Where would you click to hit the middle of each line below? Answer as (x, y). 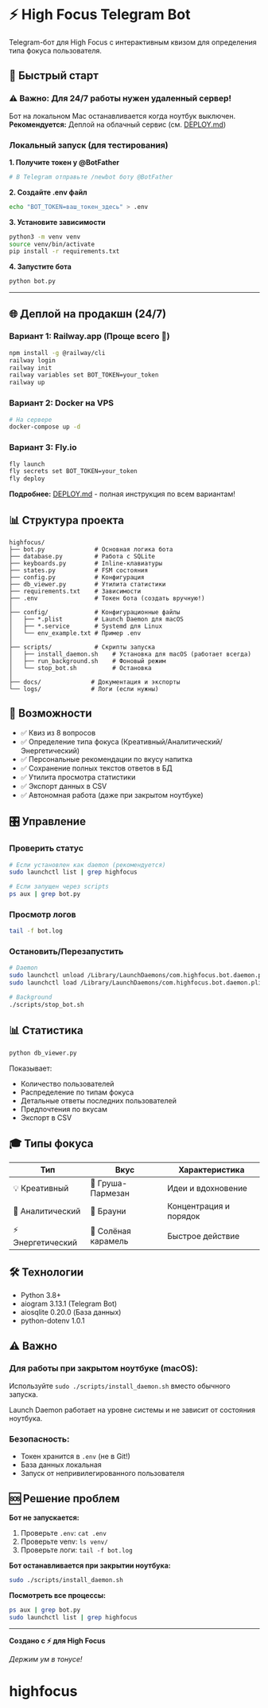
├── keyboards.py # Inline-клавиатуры (85, 564)
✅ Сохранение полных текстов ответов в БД (97, 768)
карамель (109, 1241)
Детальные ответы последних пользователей (99, 1100)
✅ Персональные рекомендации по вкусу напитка (107, 759)
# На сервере (31, 420)
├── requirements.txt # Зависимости (75, 592)
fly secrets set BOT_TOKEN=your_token (73, 471)
